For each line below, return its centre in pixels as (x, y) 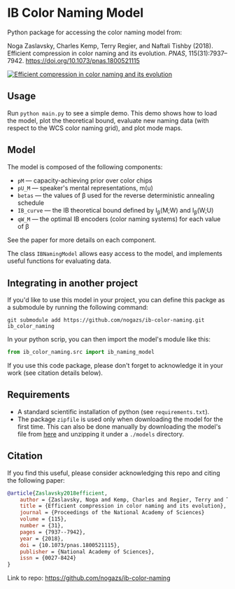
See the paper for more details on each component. (82, 240)
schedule (31, 203)
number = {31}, (42, 526)
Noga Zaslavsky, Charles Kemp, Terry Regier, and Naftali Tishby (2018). (110, 45)
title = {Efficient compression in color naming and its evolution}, (123, 506)
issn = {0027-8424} (48, 558)
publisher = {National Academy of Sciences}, (87, 552)
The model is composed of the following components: (85, 166)
